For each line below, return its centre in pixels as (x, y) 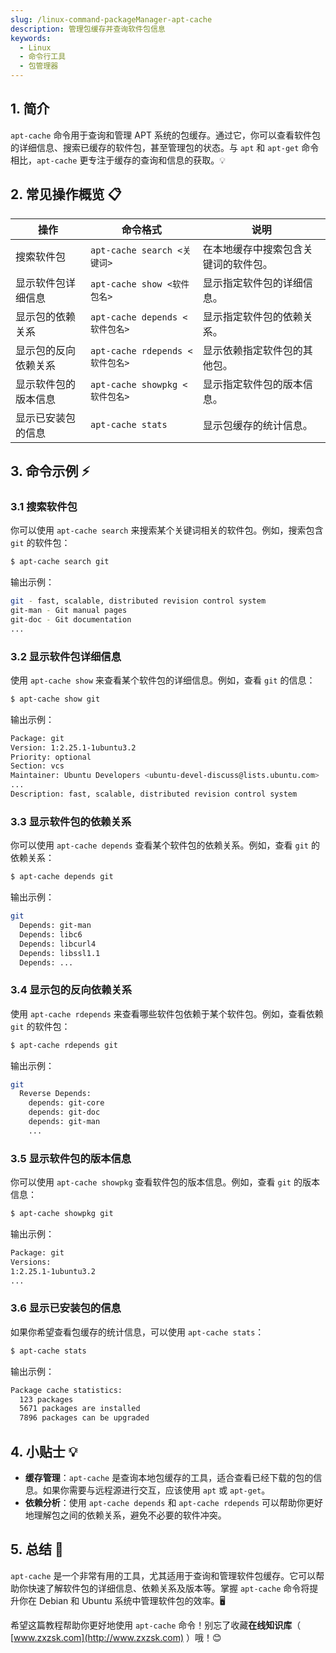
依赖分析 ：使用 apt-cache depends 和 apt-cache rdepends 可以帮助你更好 (174, 1502)
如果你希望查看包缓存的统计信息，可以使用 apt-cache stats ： (137, 1332)
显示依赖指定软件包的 (252, 350)
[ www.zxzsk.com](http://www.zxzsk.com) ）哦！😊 (116, 1637)
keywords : (31, 38)
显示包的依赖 (46, 316)
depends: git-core (66, 1103)
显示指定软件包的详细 (252, 283)
